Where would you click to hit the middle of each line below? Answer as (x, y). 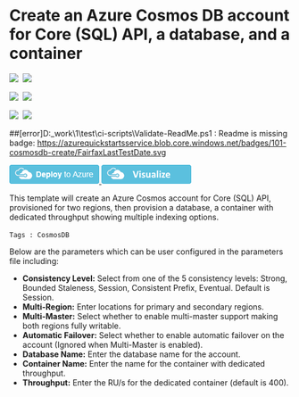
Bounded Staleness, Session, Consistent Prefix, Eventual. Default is (146, 287)
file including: (34, 261)
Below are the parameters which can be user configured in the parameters (146, 252)
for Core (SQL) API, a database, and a (149, 34)
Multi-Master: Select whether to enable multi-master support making (150, 316)
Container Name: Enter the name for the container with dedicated (144, 363)
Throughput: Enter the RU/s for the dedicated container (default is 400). (155, 382)
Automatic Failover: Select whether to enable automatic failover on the (153, 335)
